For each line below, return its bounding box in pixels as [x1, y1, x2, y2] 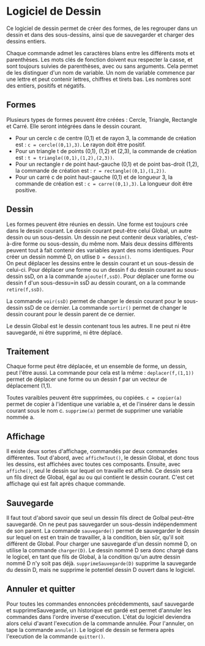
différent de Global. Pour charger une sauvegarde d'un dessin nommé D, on [6, 540, 198, 547]
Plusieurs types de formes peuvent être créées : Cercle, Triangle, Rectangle [6, 116, 198, 123]
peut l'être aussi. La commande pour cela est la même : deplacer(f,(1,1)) [6, 369, 195, 377]
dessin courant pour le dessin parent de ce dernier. [6, 310, 136, 318]
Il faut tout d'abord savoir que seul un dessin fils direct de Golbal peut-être [6, 514, 195, 521]
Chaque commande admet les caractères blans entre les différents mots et [6, 49, 195, 56]
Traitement [6, 346, 50, 356]
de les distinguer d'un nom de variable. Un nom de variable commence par [6, 69, 195, 76]
